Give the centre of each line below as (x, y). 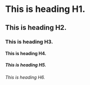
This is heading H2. (36, 28)
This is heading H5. (26, 65)
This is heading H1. (45, 9)
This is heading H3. (29, 42)
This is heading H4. (26, 54)
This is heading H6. (25, 78)
